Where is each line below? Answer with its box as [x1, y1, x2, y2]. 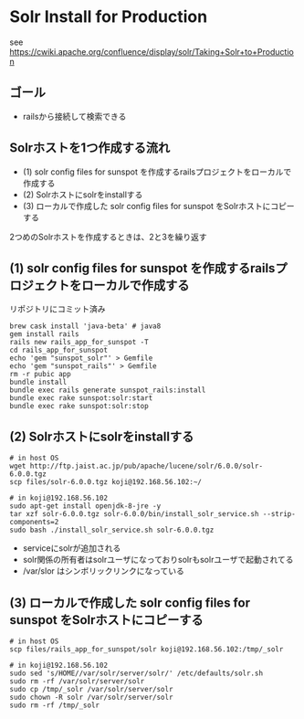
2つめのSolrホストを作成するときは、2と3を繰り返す [9, 231, 207, 242]
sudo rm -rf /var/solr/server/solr [9, 677, 145, 686]
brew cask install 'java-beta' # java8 [9, 322, 162, 331]
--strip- [262, 510, 297, 519]
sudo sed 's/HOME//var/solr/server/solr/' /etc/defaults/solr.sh [9, 669, 263, 678]
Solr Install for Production [9, 6, 208, 27]
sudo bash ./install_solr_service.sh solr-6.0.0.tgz [9, 525, 215, 535]
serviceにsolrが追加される [22, 543, 121, 554]
